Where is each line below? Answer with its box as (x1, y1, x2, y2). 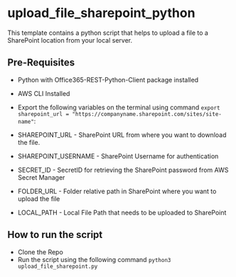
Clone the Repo (17, 247, 64, 256)
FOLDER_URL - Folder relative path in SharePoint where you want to (17, 187, 217, 195)
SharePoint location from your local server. (7, 36, 133, 44)
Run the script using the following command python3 (17, 255, 171, 264)
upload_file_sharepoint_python (7, 5, 195, 21)
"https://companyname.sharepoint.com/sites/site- (72, 110, 222, 118)
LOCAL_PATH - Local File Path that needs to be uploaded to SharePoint (17, 208, 227, 217)
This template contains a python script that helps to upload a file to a (7, 28, 208, 37)
